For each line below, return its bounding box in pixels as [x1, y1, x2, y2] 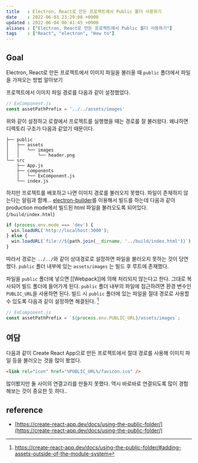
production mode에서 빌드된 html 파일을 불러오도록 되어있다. [6, 204, 148, 211]
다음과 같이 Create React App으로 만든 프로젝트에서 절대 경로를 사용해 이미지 [6, 350, 184, 357]
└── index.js [16, 178, 49, 184]
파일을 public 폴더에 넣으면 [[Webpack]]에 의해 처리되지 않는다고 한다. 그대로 [6, 275, 186, 282]
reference [6, 405, 43, 415]
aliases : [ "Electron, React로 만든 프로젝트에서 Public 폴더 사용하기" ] [6, 25, 173, 31]
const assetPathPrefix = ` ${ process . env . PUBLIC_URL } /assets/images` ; [6, 315, 181, 321]
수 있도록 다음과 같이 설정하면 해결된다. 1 [6, 296, 99, 305]
